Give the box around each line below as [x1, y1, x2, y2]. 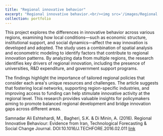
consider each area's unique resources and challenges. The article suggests [5, 80, 159, 86]
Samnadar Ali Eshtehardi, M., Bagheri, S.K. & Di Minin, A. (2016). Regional [5, 115, 152, 121]
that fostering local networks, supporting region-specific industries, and [5, 85, 149, 91]
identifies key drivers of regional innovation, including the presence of [5, 60, 145, 66]
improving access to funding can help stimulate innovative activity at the [5, 90, 150, 96]
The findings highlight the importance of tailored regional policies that [5, 75, 145, 81]
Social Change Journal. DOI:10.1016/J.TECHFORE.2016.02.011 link [5, 126, 136, 132]
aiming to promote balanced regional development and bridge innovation [5, 101, 151, 107]
